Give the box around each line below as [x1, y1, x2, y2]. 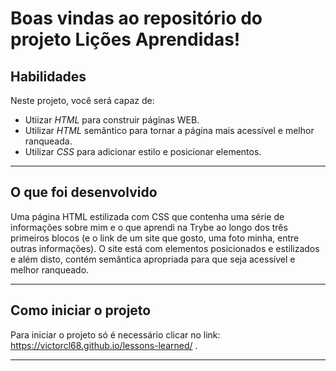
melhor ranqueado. [10, 263, 90, 276]
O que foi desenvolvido [10, 184, 158, 201]
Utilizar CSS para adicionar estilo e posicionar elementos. [24, 146, 262, 157]
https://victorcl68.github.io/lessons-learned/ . [10, 339, 198, 351]
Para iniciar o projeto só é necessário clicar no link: [10, 328, 221, 341]
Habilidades [10, 68, 87, 85]
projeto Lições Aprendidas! [10, 28, 241, 51]
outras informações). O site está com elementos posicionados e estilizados [10, 242, 320, 254]
